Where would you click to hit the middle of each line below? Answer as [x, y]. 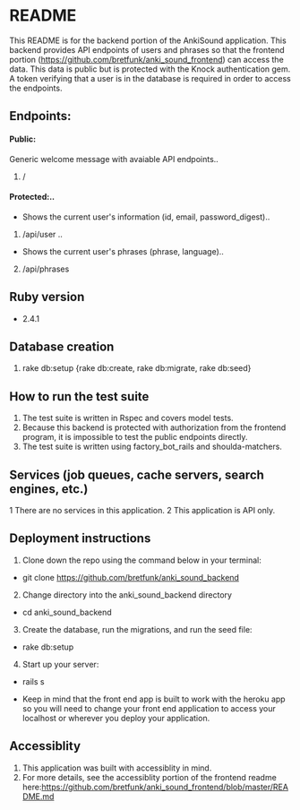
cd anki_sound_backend [67, 612]
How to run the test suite [79, 396]
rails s [33, 681]
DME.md [38, 796]
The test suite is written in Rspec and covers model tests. [128, 418]
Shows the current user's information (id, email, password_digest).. [146, 217]
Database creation [62, 346]
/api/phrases [46, 269]
